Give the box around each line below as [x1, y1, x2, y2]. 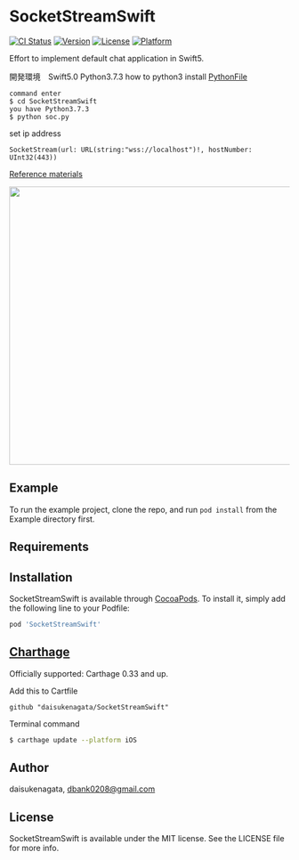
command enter [9, 89, 62, 98]
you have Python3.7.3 [9, 104, 90, 113]
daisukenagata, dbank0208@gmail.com [9, 783, 156, 794]
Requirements [9, 540, 89, 555]
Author [9, 759, 49, 775]
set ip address [9, 127, 61, 139]
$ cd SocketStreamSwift [9, 96, 98, 106]
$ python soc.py [9, 112, 69, 121]
